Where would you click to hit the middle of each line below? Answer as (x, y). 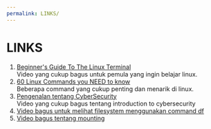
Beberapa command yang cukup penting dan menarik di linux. (105, 89)
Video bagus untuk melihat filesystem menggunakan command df (110, 110)
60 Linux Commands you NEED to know (73, 81)
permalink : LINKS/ (33, 13)
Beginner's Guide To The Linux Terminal (74, 67)
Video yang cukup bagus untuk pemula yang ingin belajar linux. (107, 74)
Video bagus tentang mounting (61, 118)
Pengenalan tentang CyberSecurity (66, 96)
